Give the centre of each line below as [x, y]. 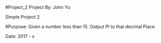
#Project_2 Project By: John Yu [38, 7]
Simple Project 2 [22, 17]
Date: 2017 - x [20, 36]
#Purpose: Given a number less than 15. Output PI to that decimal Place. [81, 26]
